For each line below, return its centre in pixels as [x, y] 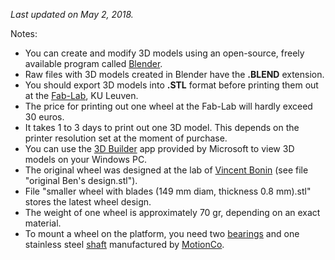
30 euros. [44, 117]
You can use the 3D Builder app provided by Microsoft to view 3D [159, 148]
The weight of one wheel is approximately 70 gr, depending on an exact [172, 212]
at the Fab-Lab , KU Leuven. [81, 95]
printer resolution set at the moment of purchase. [126, 138]
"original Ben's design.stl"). [81, 180]
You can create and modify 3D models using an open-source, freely [164, 53]
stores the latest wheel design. [88, 202]
